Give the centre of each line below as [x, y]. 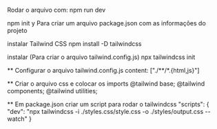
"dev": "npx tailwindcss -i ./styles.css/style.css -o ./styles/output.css [105, 112]
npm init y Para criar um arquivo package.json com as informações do [107, 23]
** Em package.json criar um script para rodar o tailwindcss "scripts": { [108, 104]
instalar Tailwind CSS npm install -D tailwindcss [74, 44]
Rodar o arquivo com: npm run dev [56, 10]
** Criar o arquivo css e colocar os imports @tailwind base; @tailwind [106, 84]
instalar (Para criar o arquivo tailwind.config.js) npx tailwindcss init [101, 57]
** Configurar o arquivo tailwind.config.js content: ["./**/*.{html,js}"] [103, 70]
